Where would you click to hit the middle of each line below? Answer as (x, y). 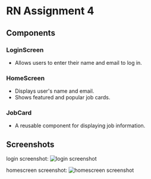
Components (31, 33)
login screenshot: (27, 159)
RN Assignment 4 (50, 11)
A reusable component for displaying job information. (80, 125)
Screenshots (30, 144)
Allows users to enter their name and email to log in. (78, 62)
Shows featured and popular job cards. (62, 98)
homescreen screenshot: (37, 170)
